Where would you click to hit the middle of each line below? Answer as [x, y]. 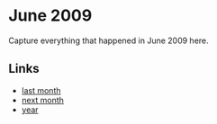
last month [41, 90]
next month [43, 100]
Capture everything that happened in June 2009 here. [108, 40]
